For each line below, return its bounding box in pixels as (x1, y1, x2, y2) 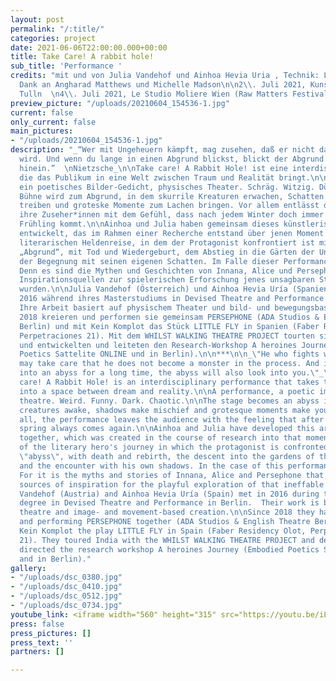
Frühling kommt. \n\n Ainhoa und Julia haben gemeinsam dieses (19, 219, 280, 230)
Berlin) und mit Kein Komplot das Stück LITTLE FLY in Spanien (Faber (19, 321, 320, 331)
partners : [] (10, 647, 65, 657)
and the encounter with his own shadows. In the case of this (19, 461, 284, 471)
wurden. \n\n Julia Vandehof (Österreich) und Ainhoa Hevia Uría (19, 284, 288, 295)
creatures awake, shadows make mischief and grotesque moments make (19, 405, 311, 415)
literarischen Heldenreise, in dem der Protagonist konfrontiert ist (19, 237, 315, 248)
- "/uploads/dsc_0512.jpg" (10, 591, 123, 601)
